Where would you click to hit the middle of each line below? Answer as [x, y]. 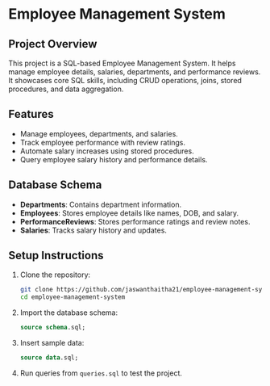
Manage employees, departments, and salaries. [99, 133]
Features [31, 114]
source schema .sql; [53, 328]
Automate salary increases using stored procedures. [107, 151]
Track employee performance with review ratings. [103, 142]
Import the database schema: [69, 313]
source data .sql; [49, 358]
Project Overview [53, 44]
